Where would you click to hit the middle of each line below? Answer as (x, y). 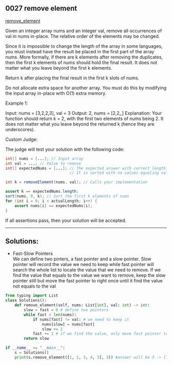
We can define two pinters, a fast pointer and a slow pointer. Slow (82, 259)
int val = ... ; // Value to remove (43, 164)
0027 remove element (41, 8)
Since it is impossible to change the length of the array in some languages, (84, 46)
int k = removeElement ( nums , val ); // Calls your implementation (76, 182)
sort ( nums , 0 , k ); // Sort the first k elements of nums (67, 196)
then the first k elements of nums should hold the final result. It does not (81, 62)
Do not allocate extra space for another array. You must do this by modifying (86, 88)
